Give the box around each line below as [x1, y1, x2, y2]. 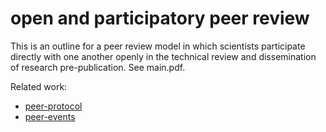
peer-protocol [24, 100, 83, 112]
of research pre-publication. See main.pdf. [10, 61, 186, 73]
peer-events [24, 110, 76, 122]
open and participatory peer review [10, 7, 310, 30]
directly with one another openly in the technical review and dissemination [10, 50, 317, 62]
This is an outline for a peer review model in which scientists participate [10, 40, 306, 52]
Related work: [10, 80, 68, 92]
